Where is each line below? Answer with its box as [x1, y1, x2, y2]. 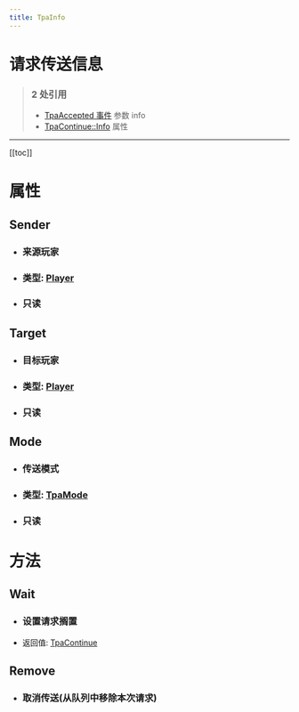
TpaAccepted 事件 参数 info [44, 110, 146, 121]
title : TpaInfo [9, 12, 66, 22]
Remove [9, 664, 56, 679]
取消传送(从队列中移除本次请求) [21, 692, 158, 704]
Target [9, 326, 47, 341]
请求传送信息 [9, 54, 104, 74]
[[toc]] [9, 148, 33, 158]
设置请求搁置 [21, 615, 77, 627]
